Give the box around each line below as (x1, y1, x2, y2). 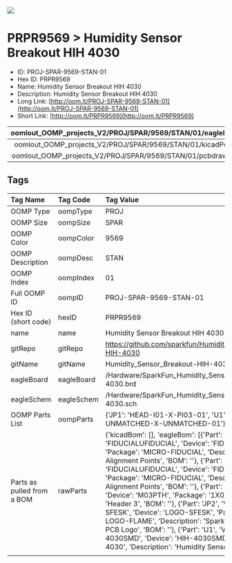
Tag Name (10, 195, 45, 204)
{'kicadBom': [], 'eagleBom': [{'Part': (105, 430, 223, 439)
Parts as (10, 477, 37, 486)
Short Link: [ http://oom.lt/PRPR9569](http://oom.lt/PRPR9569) (17, 111, 195, 120)
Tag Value (105, 195, 139, 204)
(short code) (10, 317, 52, 326)
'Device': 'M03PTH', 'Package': (105, 490, 207, 500)
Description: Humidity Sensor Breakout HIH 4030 (17, 90, 157, 98)
